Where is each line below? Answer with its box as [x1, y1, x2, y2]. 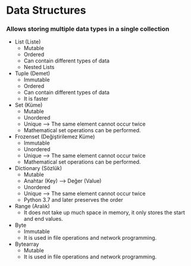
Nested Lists [23, 64, 55, 71]
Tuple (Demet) [14, 70, 51, 77]
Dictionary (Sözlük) [14, 165, 62, 172]
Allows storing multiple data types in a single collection [6, 25, 170, 33]
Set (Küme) [14, 102, 43, 109]
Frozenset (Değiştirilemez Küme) [14, 133, 95, 140]
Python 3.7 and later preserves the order [23, 196, 124, 204]
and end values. [23, 215, 64, 223]
